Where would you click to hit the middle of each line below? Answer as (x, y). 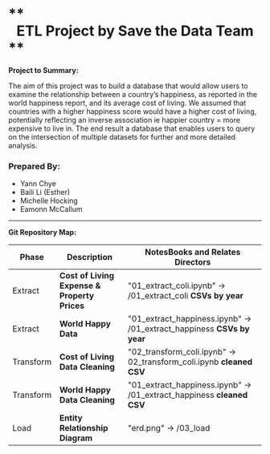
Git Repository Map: (43, 233)
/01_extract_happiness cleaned (188, 395)
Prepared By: (34, 166)
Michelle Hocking (49, 201)
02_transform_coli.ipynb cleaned (190, 362)
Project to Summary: (43, 70)
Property (77, 296)
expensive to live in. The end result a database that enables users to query (132, 128)
